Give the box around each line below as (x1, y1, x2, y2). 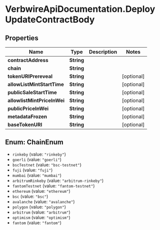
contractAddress (7, 57, 49, 63)
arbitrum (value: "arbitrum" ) (12, 209, 71, 215)
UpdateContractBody (5, 14, 95, 25)
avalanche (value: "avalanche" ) (12, 198, 75, 204)
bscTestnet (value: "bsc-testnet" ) (12, 162, 82, 168)
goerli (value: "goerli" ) (12, 156, 62, 162)
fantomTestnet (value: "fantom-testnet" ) (12, 182, 95, 189)
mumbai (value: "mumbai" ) (12, 172, 62, 178)
